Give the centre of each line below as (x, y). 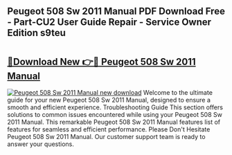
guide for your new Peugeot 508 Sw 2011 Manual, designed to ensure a (109, 100)
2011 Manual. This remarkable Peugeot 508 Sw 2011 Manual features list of (114, 122)
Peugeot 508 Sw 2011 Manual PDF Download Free (116, 11)
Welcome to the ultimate (178, 92)
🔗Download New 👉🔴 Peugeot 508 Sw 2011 (101, 62)
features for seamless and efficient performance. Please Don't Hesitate (109, 129)
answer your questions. (41, 144)
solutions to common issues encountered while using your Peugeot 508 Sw (115, 115)
